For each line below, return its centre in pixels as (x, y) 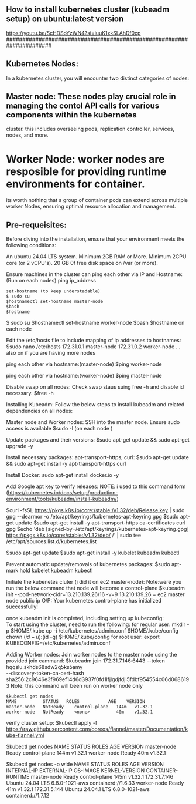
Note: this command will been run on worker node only (77, 686)
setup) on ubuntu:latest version (65, 19)
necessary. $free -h (30, 393)
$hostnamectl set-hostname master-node (55, 302)
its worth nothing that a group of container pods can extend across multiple (97, 200)
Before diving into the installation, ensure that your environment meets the (95, 239)
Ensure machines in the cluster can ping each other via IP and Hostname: (94, 274)
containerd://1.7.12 (28, 796)
